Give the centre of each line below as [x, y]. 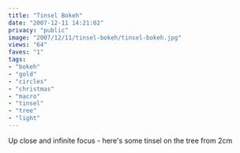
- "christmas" [32, 89]
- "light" [24, 118]
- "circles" [28, 81]
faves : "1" [26, 52]
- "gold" [22, 74]
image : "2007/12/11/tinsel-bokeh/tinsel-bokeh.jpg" [95, 37]
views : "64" [28, 45]
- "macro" [24, 96]
